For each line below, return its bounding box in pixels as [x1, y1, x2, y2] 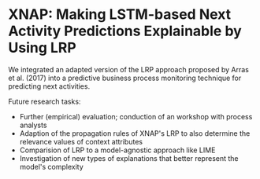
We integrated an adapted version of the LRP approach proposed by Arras [8, 64, 250, 74]
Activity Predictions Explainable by [8, 22, 242, 40]
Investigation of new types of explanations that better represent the [19, 153, 239, 163]
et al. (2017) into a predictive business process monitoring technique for [8, 73, 242, 82]
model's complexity [19, 162, 84, 171]
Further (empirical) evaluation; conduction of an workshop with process [19, 111, 253, 121]
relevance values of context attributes [19, 137, 143, 146]
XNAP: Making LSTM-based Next [8, 5, 231, 24]
